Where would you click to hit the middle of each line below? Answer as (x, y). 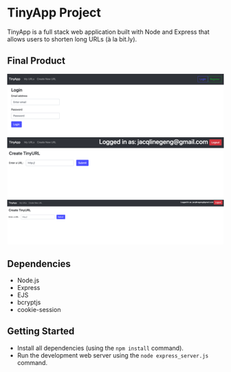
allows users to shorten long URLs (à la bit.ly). (72, 39)
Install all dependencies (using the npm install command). (100, 348)
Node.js (28, 280)
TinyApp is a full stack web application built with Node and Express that (108, 32)
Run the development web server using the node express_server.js (113, 355)
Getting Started (41, 332)
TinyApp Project (54, 13)
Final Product (36, 61)
